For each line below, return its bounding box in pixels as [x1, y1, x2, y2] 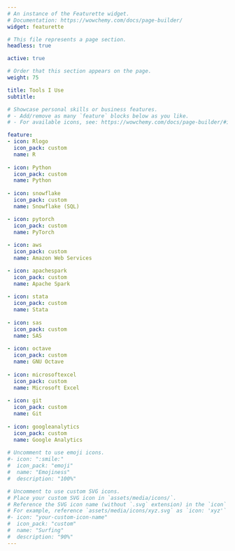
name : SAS [13, 332, 42, 339]
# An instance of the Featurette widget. [7, 10, 130, 17]
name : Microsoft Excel [13, 384, 80, 392]
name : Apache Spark [13, 280, 71, 287]
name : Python [13, 177, 52, 184]
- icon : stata [7, 293, 49, 301]
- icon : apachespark [7, 267, 68, 274]
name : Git [13, 410, 42, 417]
